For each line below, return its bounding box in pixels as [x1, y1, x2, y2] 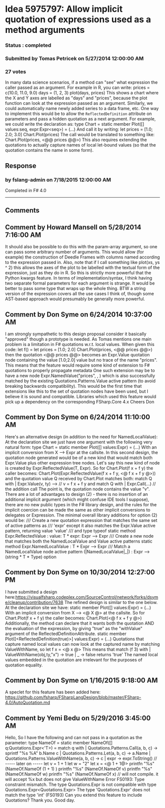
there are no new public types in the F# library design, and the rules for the [5, 501, 157, 507]
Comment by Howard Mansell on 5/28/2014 [5, 223, 141, 231]
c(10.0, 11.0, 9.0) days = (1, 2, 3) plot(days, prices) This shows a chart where [5, 90, 159, 96]
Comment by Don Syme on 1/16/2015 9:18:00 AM [5, 676, 158, 685]
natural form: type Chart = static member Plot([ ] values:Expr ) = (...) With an [5, 444, 157, 450]
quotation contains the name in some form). [5, 147, 94, 153]
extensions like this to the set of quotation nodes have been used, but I [5, 388, 148, 394]
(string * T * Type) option [5, 554, 56, 560]
